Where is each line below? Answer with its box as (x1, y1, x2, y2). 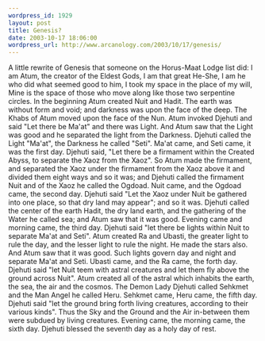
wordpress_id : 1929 (8, 11, 73, 20)
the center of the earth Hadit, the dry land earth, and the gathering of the (8, 206, 247, 216)
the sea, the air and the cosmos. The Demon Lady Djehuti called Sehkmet (8, 282, 248, 292)
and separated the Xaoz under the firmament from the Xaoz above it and (8, 164, 245, 174)
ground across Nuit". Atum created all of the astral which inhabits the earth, (8, 274, 255, 283)
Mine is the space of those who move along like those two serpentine (8, 88, 236, 98)
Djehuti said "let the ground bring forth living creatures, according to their (8, 299, 248, 308)
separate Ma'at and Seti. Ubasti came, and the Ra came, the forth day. (8, 257, 238, 266)
